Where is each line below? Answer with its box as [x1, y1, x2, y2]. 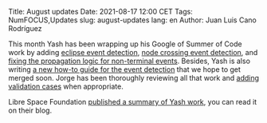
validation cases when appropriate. [8, 81, 124, 91]
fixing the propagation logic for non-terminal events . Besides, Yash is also [8, 56, 251, 65]
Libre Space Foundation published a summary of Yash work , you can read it [8, 97, 257, 106]
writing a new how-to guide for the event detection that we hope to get [8, 65, 241, 74]
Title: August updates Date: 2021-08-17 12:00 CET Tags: [8, 7, 193, 16]
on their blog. [8, 105, 53, 115]
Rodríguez [8, 24, 42, 33]
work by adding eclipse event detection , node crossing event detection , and [8, 48, 258, 57]
